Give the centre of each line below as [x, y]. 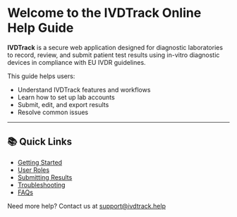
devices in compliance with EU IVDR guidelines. [77, 62]
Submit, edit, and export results [63, 104]
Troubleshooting [41, 185]
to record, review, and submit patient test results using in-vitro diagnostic [114, 55]
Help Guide [41, 28]
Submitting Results [45, 177]
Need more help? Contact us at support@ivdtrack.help [86, 206]
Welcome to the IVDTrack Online [104, 13]
